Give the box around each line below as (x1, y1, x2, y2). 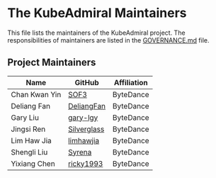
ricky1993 (68, 158, 103, 168)
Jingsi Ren (11, 124, 46, 134)
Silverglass (68, 124, 105, 134)
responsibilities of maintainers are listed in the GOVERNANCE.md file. (7, 35, 210, 44)
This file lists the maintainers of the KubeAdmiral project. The (7, 28, 186, 37)
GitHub (74, 77, 99, 87)
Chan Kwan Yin (11, 89, 62, 99)
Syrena (68, 147, 92, 157)
